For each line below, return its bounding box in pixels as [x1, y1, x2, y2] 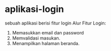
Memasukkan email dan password [12, 29, 85, 35]
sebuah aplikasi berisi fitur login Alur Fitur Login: [5, 20, 106, 26]
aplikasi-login [5, 3, 64, 15]
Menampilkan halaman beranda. [12, 40, 80, 46]
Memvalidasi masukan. [12, 35, 61, 41]
